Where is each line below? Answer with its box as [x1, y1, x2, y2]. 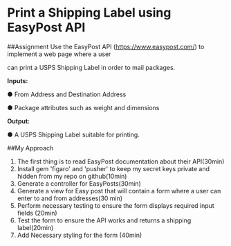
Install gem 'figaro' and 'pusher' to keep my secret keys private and [17, 164, 210, 173]
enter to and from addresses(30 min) [17, 194, 123, 202]
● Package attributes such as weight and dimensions [7, 103, 160, 112]
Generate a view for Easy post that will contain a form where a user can [17, 186, 221, 195]
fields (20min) [17, 209, 57, 217]
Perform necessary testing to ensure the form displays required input [17, 201, 214, 209]
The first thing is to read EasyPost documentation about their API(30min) [17, 157, 225, 166]
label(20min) [17, 223, 54, 231]
